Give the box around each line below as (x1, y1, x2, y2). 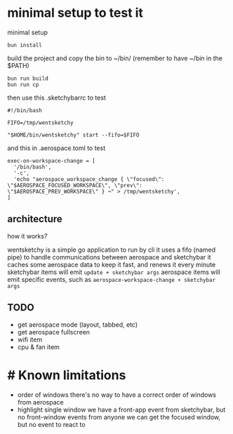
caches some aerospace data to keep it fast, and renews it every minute (7, 260, 216, 269)
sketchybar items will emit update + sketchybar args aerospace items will (7, 268, 221, 276)
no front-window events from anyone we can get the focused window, (17, 412, 221, 421)
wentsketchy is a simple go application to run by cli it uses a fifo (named (7, 245, 216, 254)
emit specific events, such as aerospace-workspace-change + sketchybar (7, 275, 216, 283)
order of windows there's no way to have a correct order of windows (17, 391, 216, 399)
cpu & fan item (17, 342, 60, 351)
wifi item (17, 335, 43, 344)
